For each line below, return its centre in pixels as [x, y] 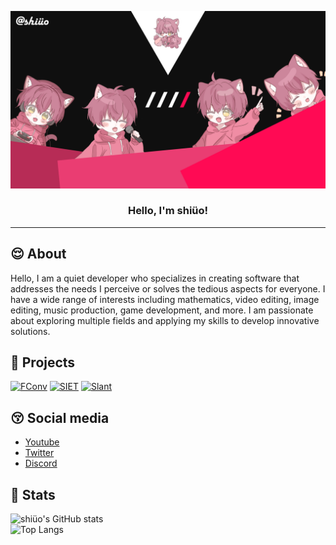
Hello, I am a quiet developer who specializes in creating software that [155, 278]
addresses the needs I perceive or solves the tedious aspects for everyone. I [168, 288]
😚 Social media [60, 417]
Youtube [42, 442]
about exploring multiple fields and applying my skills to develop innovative [165, 320]
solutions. [30, 331]
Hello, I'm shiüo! [168, 211]
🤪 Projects [43, 362]
